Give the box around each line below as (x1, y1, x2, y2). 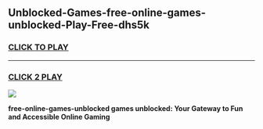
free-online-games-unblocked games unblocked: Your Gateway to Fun (8, 103, 243, 113)
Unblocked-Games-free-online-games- (8, 6, 206, 20)
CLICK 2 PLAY (8, 71, 63, 82)
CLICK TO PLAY (8, 42, 69, 53)
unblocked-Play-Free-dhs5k (8, 19, 150, 32)
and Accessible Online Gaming (8, 112, 110, 121)
